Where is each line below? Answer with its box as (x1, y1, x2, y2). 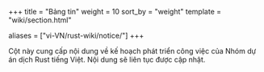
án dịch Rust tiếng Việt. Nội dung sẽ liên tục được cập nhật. (8, 55, 206, 64)
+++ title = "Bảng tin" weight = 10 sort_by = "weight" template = (8, 7, 222, 16)
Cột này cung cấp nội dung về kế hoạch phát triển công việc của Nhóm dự (8, 46, 257, 55)
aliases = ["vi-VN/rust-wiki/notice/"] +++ (8, 31, 145, 40)
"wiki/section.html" (8, 15, 72, 25)
